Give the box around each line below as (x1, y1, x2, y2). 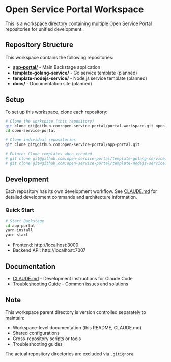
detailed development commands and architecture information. (5, 194, 137, 200)
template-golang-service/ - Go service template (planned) (12, 69, 137, 76)
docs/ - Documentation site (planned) (12, 80, 93, 86)
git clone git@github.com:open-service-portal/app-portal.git (5, 142, 140, 148)
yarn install (5, 228, 33, 233)
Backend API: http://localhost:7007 (12, 247, 86, 253)
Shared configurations (12, 330, 60, 336)
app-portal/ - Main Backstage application (12, 64, 101, 70)
